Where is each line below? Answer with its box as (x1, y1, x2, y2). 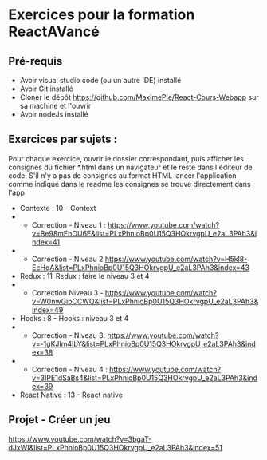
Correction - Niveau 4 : (31, 364, 108, 374)
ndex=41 (31, 237, 61, 247)
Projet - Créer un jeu (8, 413, 111, 426)
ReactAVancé (8, 22, 100, 41)
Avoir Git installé (19, 84, 73, 93)
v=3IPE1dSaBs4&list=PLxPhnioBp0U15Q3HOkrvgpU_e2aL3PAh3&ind (31, 373, 257, 383)
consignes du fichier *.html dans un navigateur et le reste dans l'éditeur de (8, 162, 253, 172)
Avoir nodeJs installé (19, 109, 89, 119)
